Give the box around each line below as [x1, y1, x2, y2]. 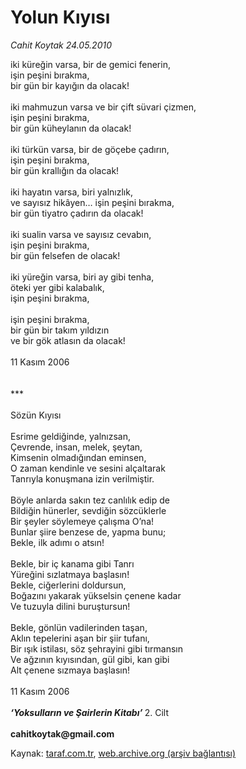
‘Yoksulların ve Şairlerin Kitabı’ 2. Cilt [10, 706, 169, 718]
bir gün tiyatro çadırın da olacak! [10, 207, 144, 219]
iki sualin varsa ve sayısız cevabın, [10, 228, 152, 240]
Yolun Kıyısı [10, 6, 111, 29]
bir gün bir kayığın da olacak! [10, 79, 130, 91]
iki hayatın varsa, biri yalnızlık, [10, 186, 133, 198]
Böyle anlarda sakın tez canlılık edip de [10, 494, 170, 506]
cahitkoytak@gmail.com [10, 727, 115, 740]
